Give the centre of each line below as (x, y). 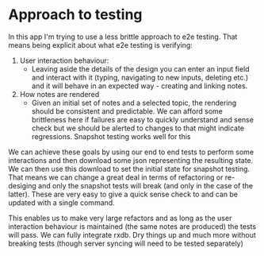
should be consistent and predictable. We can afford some (127, 111)
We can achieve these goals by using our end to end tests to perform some (131, 152)
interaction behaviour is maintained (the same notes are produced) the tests (132, 226)
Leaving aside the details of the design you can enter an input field (140, 68)
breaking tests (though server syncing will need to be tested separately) (126, 243)
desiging (23, 185)
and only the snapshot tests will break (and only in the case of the (146, 185)
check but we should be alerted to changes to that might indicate (138, 128)
